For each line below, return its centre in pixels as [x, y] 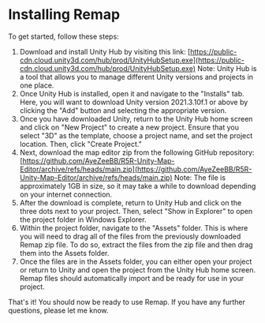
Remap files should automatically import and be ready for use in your [132, 278]
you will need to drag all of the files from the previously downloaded [130, 236]
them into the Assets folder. [64, 253]
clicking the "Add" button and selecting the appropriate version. [123, 110]
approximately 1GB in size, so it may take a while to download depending [138, 186]
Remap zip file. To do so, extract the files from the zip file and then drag [136, 244]
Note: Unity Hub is [227, 68]
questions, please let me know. [58, 310]
